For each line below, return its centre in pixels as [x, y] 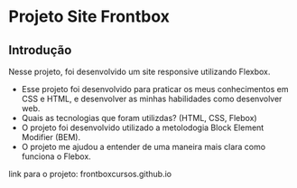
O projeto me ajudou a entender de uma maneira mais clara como [144, 147]
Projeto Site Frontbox [89, 17]
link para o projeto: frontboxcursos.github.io [90, 174]
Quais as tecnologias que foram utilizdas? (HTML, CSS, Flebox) [139, 118]
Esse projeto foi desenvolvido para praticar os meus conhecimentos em [155, 89]
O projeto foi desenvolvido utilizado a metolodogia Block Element [143, 127]
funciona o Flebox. [56, 156]
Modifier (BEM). [51, 137]
